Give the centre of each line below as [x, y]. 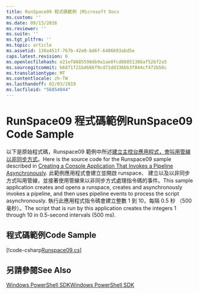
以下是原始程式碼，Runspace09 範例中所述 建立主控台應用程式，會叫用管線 [99, 151]
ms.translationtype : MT [36, 73]
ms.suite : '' [22, 34]
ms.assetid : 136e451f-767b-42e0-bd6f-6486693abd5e [71, 51]
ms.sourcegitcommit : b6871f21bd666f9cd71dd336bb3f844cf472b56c [87, 67]
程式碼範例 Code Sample [51, 235]
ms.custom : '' [24, 17]
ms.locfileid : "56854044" [38, 90]
